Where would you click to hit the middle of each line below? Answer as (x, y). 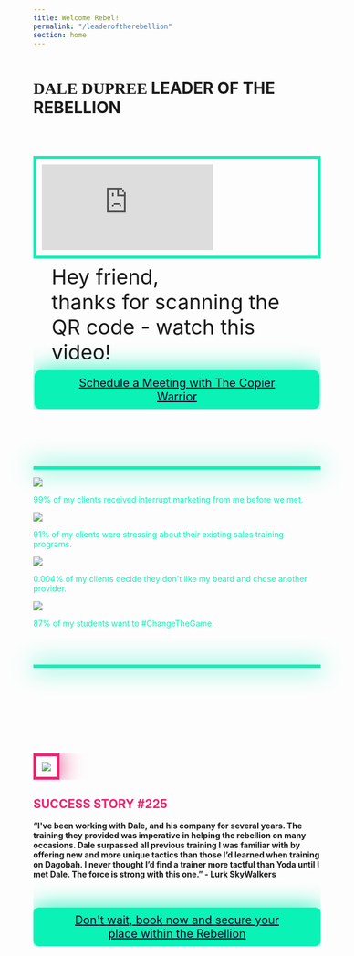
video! (81, 353)
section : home (60, 35)
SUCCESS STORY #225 (100, 804)
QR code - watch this (153, 327)
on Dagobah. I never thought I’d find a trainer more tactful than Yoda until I (177, 865)
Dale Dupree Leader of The (154, 88)
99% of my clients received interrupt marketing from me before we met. (168, 500)
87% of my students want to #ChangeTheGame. (124, 623)
